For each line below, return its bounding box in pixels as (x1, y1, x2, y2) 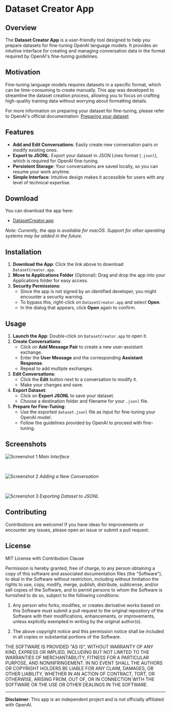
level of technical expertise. (12, 179, 71, 185)
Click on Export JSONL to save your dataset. (20, 392, 115, 399)
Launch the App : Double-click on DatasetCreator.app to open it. (12, 333, 148, 339)
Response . (20, 360, 44, 366)
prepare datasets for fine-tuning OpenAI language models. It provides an (5, 42, 158, 48)
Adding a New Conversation (39, 473, 99, 479)
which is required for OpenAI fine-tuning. (12, 158, 99, 164)
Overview (5, 23, 37, 32)
